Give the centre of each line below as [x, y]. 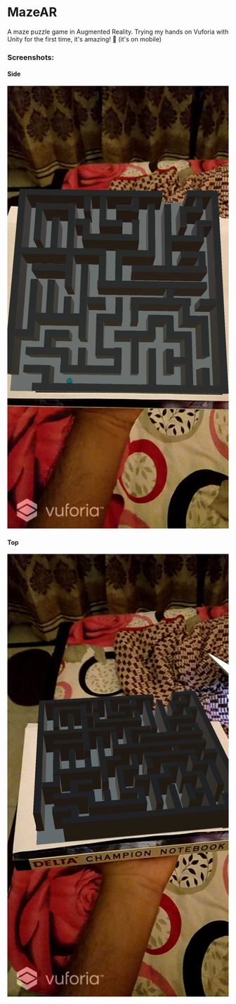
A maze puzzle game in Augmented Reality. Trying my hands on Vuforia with [118, 32]
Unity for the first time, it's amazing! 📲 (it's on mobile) [85, 39]
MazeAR [32, 12]
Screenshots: [31, 57]
